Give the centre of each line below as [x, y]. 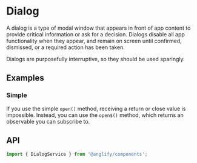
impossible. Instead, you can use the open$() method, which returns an [95, 115]
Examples [25, 78]
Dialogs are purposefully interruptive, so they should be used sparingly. [95, 59]
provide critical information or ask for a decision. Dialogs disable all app [95, 34]
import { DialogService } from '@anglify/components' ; [77, 155]
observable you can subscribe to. [48, 121]
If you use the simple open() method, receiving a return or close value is [96, 108]
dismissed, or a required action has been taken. [66, 47]
